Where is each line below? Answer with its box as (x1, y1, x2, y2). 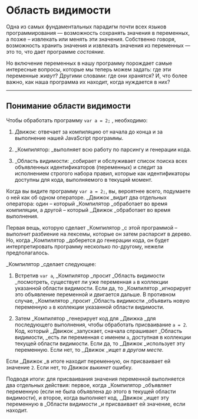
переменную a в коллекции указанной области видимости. (14, 303, 165, 310)
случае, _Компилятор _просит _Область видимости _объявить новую (14, 297, 190, 304)
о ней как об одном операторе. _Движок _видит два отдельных (6, 194, 167, 201)
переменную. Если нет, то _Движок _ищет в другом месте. (14, 346, 164, 353)
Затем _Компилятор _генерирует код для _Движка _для (14, 315, 156, 322)
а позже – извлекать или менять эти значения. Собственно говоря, (6, 35, 176, 42)
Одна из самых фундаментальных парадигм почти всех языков (6, 23, 167, 30)
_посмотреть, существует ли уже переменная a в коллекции (14, 278, 169, 285)
